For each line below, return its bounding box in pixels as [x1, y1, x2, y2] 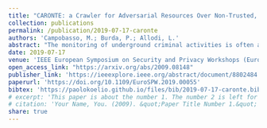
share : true [8, 108, 48, 116]
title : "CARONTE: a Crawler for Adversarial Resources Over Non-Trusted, [8, 11, 258, 20]
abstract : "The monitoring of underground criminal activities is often [8, 41, 254, 49]
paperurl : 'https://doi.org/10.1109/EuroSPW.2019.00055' [8, 78, 201, 86]
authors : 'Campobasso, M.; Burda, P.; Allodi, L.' [8, 33, 180, 42]
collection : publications [8, 19, 94, 27]
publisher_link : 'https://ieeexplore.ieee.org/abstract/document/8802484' [8, 71, 261, 79]
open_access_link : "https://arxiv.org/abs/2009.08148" [8, 64, 194, 72]
